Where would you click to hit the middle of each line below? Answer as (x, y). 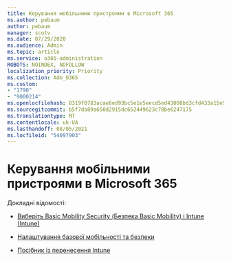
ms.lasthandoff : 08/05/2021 (47, 129)
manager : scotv (29, 33)
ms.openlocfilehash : (37, 103)
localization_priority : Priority (55, 71)
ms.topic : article (33, 52)
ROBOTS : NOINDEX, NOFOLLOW (46, 65)
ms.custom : (23, 84)
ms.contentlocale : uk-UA (43, 122)
